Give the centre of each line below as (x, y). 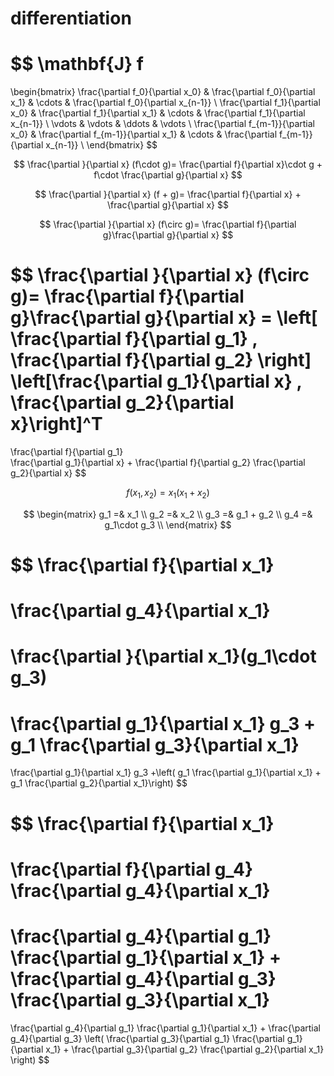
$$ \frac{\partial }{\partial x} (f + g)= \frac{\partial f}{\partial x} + (168, 194)
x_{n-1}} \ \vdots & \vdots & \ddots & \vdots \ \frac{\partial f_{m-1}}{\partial (163, 124)
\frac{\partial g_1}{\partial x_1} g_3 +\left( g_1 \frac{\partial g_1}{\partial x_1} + (166, 773)
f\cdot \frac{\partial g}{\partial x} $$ (168, 175)
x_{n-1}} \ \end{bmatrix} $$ (101, 145)
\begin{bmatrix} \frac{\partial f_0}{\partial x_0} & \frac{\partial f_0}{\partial (163, 92)
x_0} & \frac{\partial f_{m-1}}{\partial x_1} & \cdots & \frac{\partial (144, 134)
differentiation (71, 18)
